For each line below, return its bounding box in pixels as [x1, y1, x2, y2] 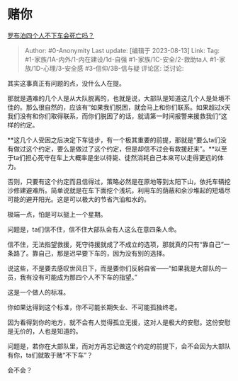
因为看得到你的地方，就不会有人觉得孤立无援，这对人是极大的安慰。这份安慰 [7, 318, 231, 326]
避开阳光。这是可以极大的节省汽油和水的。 [25, 195, 150, 203]
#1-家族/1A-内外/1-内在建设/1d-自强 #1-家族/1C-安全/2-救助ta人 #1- [24, 55, 220, 64]
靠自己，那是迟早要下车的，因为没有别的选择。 [31, 249, 169, 257]
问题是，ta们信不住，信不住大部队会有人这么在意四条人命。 [7, 224, 181, 234]
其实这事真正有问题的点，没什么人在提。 [7, 79, 125, 87]
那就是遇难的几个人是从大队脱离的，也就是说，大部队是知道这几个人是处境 [7, 93, 225, 103]
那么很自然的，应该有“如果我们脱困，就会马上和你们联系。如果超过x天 [25, 103, 231, 111]
